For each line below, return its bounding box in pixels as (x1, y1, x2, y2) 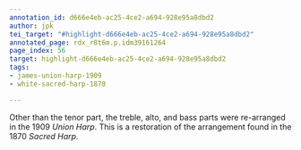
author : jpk (9, 21, 54, 30)
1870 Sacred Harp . (9, 130, 79, 141)
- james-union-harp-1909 (9, 71, 102, 80)
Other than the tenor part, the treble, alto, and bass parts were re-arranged (9, 112, 286, 122)
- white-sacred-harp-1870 (9, 79, 106, 88)
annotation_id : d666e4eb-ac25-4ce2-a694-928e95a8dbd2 (9, 12, 215, 22)
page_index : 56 (9, 46, 66, 55)
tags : (9, 63, 30, 72)
